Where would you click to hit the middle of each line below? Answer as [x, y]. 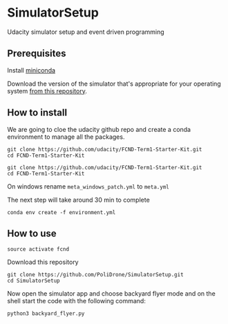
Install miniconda [31, 70]
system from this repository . [47, 90]
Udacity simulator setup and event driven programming [86, 32]
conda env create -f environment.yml [61, 212]
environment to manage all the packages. [66, 137]
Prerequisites [37, 54]
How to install [37, 113]
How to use [32, 233]
